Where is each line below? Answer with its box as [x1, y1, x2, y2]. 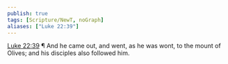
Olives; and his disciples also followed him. [7, 49, 130, 57]
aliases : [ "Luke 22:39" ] [7, 23, 79, 30]
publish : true [7, 10, 49, 17]
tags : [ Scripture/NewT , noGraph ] [7, 17, 104, 23]
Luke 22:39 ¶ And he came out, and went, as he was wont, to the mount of [7, 42, 221, 50]
